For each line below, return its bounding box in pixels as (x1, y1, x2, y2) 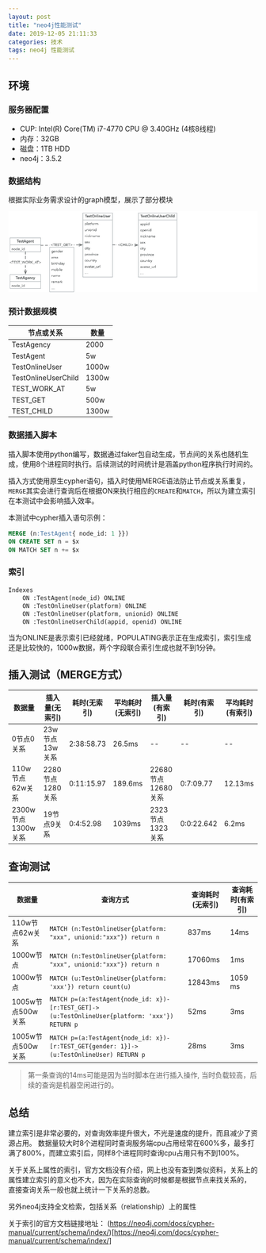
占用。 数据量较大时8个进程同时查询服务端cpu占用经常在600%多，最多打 (14, 1138, 255, 1147)
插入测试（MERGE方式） (8, 667, 129, 682)
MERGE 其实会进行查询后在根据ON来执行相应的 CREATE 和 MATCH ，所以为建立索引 (8, 486, 256, 495)
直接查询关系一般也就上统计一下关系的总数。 (8, 1185, 154, 1194)
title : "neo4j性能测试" (8, 21, 82, 29)
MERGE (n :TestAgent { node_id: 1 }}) (8, 529, 129, 537)
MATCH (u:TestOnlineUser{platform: (49, 974, 167, 983)
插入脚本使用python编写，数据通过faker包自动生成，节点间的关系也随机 (8, 449, 242, 459)
